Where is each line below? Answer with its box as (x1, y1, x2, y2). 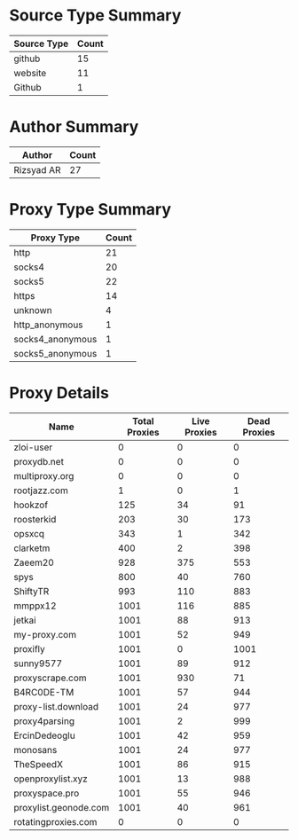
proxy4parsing (13, 715, 75, 727)
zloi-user (13, 441, 53, 453)
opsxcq (13, 527, 45, 539)
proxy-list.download (13, 700, 99, 712)
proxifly (13, 642, 46, 655)
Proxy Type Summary (9, 200, 171, 220)
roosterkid (13, 513, 57, 525)
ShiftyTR (13, 585, 50, 597)
